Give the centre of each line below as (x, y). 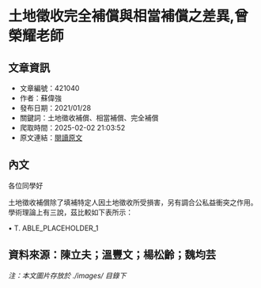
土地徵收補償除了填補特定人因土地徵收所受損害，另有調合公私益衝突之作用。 (133, 202)
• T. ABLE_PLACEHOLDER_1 (53, 228)
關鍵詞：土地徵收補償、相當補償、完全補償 (89, 118)
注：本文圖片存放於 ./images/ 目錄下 (67, 275)
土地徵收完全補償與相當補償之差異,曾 (129, 16)
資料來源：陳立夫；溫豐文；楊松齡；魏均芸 (112, 255)
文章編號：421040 (49, 88)
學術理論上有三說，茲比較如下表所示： (70, 212)
